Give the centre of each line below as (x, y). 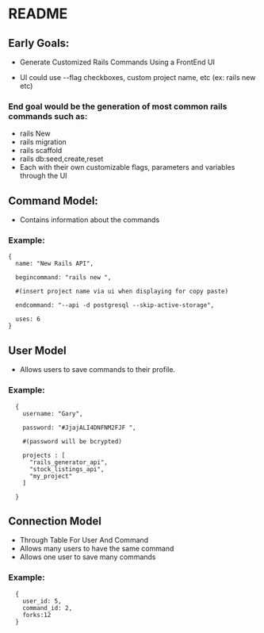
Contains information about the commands (90, 220)
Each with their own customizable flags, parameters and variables (127, 167)
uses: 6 (28, 319)
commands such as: (48, 116)
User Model (38, 350)
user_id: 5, (42, 601)
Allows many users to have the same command (97, 549)
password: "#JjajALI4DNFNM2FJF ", (79, 428)
